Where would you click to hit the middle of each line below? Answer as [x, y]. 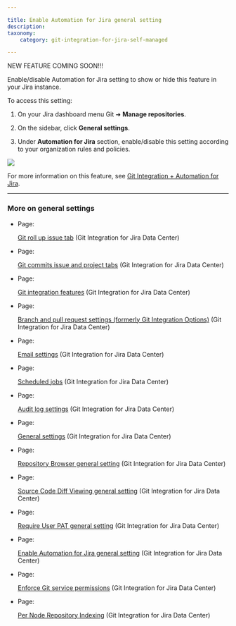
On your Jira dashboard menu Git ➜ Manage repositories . [101, 114]
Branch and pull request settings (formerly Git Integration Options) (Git [119, 319]
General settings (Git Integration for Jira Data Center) [94, 436]
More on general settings [51, 209]
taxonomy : [22, 33]
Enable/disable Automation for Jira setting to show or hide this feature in [112, 80]
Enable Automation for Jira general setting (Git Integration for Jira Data [120, 553]
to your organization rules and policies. [74, 149]
